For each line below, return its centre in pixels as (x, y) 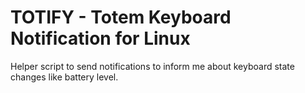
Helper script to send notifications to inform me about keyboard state (152, 66)
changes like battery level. (64, 77)
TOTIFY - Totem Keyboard (121, 17)
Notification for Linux (100, 38)
